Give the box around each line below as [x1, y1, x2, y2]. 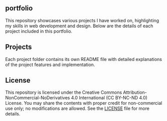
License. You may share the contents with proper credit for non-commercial [5, 100, 162, 106]
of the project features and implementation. [5, 62, 96, 68]
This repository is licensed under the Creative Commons [5, 89, 122, 95]
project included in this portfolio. [5, 28, 72, 34]
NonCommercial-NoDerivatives [5, 95, 70, 101]
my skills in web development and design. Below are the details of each [5, 23, 153, 29]
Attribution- [123, 89, 147, 95]
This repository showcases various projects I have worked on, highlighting [5, 17, 159, 23]
